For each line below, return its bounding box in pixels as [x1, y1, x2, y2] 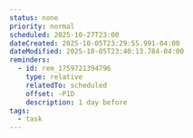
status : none [9, 13, 59, 23]
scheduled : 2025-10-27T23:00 [9, 30, 120, 39]
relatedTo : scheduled [25, 81, 107, 90]
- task [17, 114, 43, 123]
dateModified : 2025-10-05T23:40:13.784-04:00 [9, 47, 184, 56]
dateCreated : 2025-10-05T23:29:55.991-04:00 [9, 38, 180, 48]
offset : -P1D [25, 89, 75, 98]
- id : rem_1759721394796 [17, 64, 111, 74]
